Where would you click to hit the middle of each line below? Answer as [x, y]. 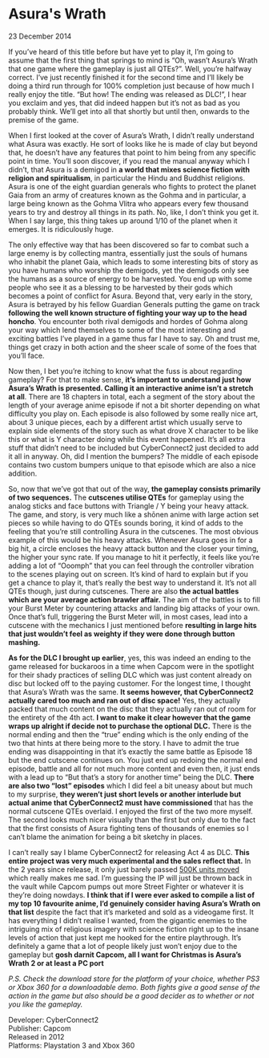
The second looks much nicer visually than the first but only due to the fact [132, 820]
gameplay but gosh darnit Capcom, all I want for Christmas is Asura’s [125, 955]
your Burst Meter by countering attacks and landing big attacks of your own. [134, 608]
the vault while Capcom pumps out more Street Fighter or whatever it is [126, 886]
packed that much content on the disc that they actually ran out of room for [132, 709]
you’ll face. [26, 355]
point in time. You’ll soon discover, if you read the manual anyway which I [129, 160]
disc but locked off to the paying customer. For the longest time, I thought [130, 683]
